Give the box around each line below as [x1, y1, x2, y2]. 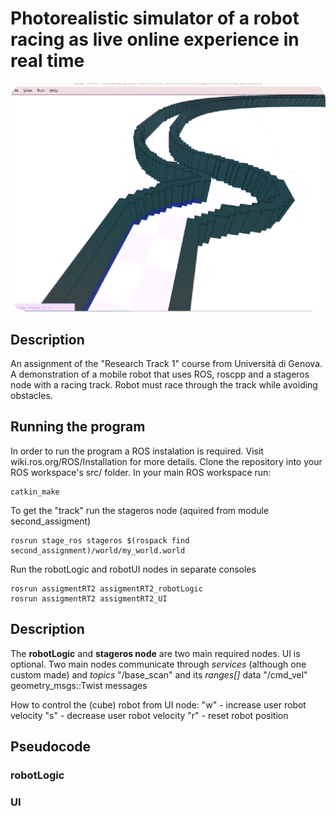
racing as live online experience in [10, 28, 300, 51]
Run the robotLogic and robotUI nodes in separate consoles [10, 563, 257, 575]
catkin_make [10, 487, 60, 497]
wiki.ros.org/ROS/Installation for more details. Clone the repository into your [10, 455, 323, 467]
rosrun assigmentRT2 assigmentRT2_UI [10, 593, 168, 604]
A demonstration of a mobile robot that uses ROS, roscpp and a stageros [10, 368, 310, 380]
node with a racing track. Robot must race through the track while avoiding [10, 378, 318, 391]
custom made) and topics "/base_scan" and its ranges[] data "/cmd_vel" [10, 668, 308, 681]
